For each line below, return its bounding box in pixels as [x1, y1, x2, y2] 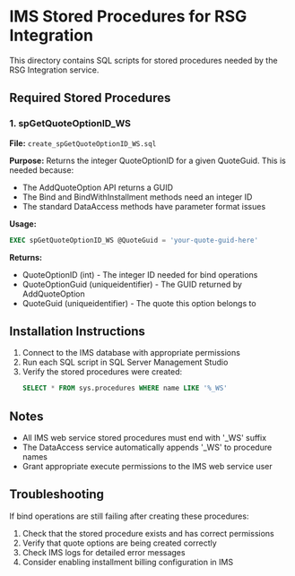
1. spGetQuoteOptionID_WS [9, 117, 132, 130]
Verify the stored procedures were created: [22, 366, 183, 377]
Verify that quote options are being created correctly [22, 537, 217, 548]
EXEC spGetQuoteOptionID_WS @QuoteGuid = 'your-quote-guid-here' [9, 236, 258, 245]
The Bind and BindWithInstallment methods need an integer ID [22, 191, 253, 202]
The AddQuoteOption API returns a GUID [22, 182, 173, 193]
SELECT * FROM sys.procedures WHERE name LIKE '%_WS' [22, 383, 228, 393]
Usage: [9, 218, 38, 229]
